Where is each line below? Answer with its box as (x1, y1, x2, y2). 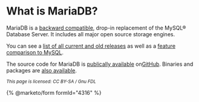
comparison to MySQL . (6, 48, 64, 56)
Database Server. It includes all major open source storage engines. (6, 30, 175, 37)
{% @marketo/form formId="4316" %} (6, 89, 102, 96)
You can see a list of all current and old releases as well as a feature (6, 42, 176, 49)
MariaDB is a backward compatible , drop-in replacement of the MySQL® (6, 24, 186, 31)
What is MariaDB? (6, 4, 98, 18)
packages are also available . (6, 66, 77, 74)
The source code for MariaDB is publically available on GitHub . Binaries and (6, 60, 194, 68)
